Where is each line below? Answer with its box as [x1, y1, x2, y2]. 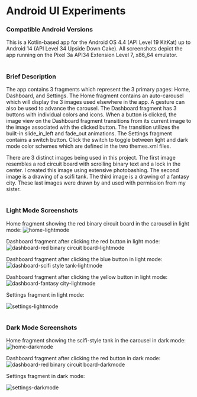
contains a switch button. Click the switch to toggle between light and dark [6, 136, 188, 144]
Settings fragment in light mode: [6, 291, 85, 298]
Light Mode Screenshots [6, 207, 78, 215]
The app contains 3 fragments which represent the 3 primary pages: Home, [6, 86, 190, 93]
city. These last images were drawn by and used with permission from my [6, 179, 186, 186]
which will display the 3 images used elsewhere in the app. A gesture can [6, 99, 185, 106]
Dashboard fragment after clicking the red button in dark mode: [6, 355, 161, 362]
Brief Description [6, 72, 56, 81]
